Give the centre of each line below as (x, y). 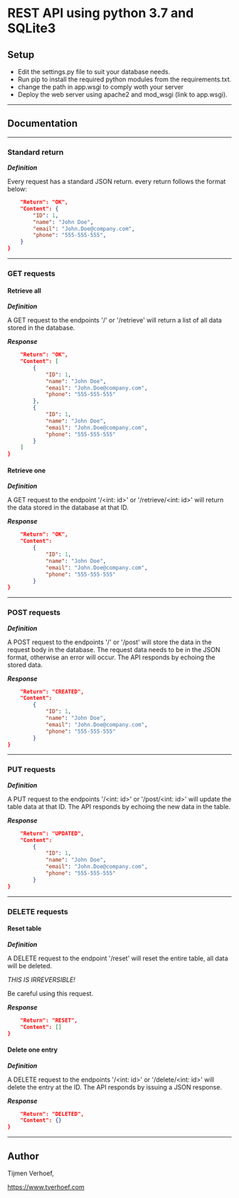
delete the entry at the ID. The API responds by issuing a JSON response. (115, 1087)
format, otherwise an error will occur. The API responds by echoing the (111, 657)
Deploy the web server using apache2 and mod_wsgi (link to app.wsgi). (122, 95)
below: (17, 189)
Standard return (36, 152)
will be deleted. (30, 965)
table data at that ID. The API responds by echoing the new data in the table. (119, 806)
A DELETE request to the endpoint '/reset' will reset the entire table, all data (118, 958)
